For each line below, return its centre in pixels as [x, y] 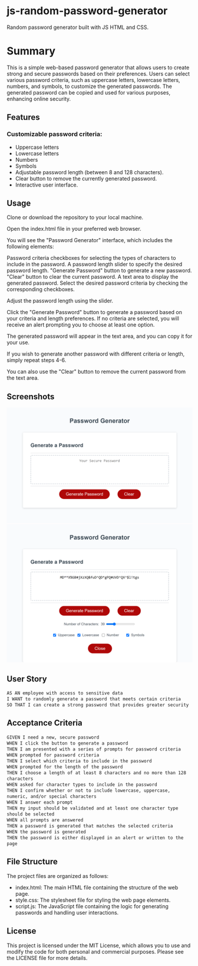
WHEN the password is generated [46, 832]
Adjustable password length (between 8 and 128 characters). [89, 172]
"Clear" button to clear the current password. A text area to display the [93, 277]
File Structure [32, 862]
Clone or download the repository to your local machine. [75, 217]
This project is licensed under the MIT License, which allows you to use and [99, 945]
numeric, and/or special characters [52, 796]
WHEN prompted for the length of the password [65, 767]
